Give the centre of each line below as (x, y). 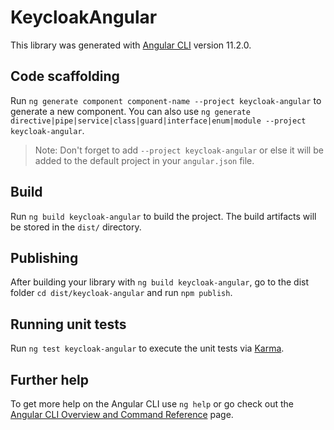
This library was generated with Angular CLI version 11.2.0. (131, 45)
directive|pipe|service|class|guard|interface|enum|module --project (158, 121)
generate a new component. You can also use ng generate (130, 111)
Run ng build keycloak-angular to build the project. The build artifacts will (163, 216)
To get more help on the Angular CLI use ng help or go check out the (152, 404)
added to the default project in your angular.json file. (144, 160)
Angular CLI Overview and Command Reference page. (122, 414)
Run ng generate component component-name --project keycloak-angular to (166, 100)
